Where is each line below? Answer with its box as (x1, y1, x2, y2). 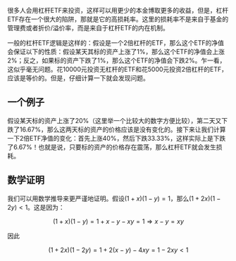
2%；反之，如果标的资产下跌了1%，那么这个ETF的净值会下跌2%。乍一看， (7, 56, 226, 65)
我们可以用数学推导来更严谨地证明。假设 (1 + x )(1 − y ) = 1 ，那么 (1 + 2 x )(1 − (7, 194, 221, 203)
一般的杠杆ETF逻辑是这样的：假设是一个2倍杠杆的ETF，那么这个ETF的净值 (7, 39, 224, 47)
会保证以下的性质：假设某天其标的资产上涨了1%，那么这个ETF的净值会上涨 (7, 48, 225, 56)
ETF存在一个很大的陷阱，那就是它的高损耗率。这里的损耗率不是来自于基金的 (7, 15, 229, 23)
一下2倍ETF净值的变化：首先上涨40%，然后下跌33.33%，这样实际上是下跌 (7, 134, 226, 142)
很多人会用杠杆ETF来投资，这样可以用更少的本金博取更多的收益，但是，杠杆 (7, 6, 229, 14)
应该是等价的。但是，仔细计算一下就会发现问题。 (7, 74, 149, 82)
